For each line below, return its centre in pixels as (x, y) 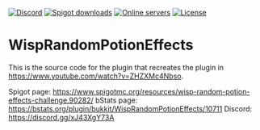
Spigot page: (29, 91)
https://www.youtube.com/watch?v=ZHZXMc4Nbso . (96, 76)
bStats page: (117, 100)
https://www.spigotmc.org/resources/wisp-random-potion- (151, 91)
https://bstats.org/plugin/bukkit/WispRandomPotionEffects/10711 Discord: (130, 108)
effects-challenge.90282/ (51, 100)
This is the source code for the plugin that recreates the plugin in (116, 67)
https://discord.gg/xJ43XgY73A (61, 117)
